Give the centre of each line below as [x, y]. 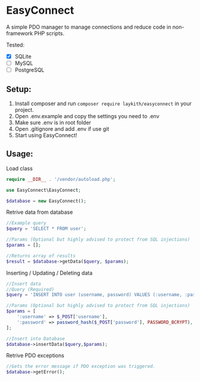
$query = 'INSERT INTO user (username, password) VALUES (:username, [94, 295]
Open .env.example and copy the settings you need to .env [87, 116]
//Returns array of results [41, 256]
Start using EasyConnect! [46, 135]
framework [20, 33]
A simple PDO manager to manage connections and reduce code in [89, 27]
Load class [19, 168]
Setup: [19, 89]
